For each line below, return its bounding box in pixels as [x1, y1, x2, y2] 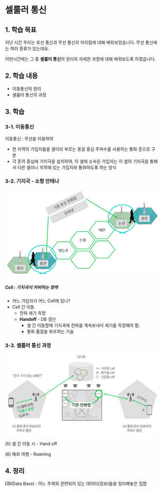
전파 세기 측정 [19, 310, 46, 316]
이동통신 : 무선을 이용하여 [5, 135, 54, 141]
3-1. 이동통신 [5, 124, 34, 130]
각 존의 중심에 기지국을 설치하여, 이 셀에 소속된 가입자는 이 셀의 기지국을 [12, 158, 149, 164]
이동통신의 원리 [12, 85, 41, 91]
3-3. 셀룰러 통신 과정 [5, 342, 51, 349]
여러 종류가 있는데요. [10, 46, 50, 52]
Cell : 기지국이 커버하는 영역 [5, 284, 58, 290]
